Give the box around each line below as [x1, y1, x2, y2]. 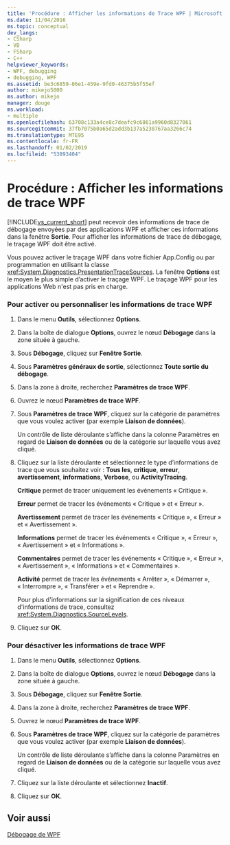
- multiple [7, 112, 38, 119]
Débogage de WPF [7, 831, 61, 839]
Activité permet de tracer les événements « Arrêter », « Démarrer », [16, 575, 210, 584]
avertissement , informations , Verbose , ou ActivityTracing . [16, 473, 187, 482]
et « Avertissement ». [16, 520, 78, 528]
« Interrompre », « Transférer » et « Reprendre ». [16, 582, 155, 590]
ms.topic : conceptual [7, 23, 69, 30]
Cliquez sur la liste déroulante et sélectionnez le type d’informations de [16, 458, 218, 467]
